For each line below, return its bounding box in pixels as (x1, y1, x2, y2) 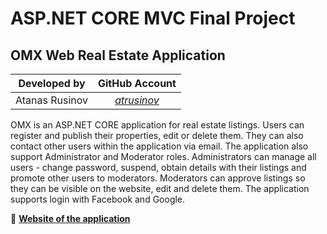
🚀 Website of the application (10, 213, 131, 224)
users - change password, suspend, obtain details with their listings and (10, 162, 307, 173)
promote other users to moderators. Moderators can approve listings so (10, 172, 306, 184)
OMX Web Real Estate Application (10, 47, 226, 64)
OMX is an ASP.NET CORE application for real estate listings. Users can (10, 119, 305, 131)
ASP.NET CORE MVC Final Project (10, 7, 296, 30)
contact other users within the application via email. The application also (10, 140, 309, 152)
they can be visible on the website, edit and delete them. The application (10, 183, 310, 194)
